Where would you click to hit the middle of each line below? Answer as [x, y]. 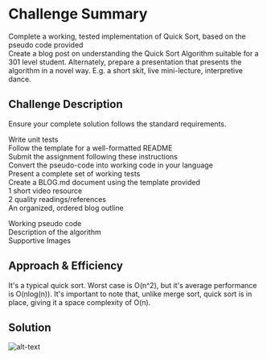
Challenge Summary [78, 14]
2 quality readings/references [58, 199]
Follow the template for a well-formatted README [90, 148]
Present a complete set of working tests [74, 173]
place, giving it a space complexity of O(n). [80, 302]
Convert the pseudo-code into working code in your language [111, 165]
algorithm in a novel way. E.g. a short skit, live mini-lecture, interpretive [126, 70]
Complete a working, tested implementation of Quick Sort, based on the [127, 36]
